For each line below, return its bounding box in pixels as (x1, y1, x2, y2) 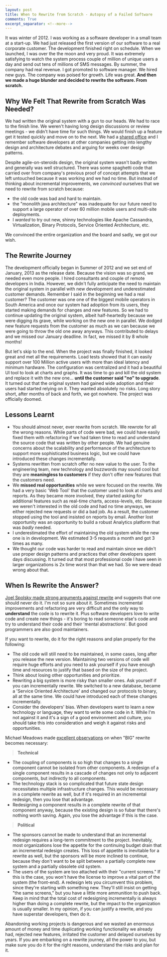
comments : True (5, 16, 37, 21)
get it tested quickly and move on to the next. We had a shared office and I (5, 134, 159, 140)
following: (5, 641, 25, 647)
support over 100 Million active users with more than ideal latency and (5, 359, 149, 365)
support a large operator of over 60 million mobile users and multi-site (12, 206, 157, 212)
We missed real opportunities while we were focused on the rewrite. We (12, 482, 163, 488)
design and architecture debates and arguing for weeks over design (5, 145, 145, 151)
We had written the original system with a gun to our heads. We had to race (5, 118, 160, 124)
